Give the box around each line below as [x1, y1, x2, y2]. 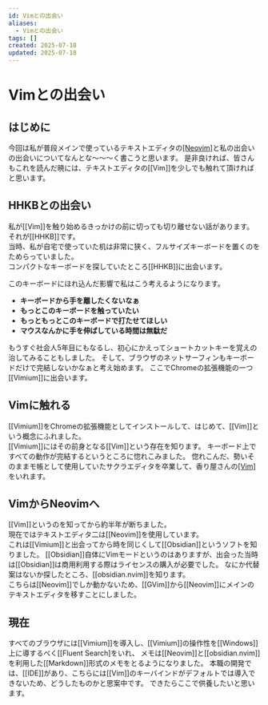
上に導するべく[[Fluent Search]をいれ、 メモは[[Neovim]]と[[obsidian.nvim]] [8, 648, 261, 658]
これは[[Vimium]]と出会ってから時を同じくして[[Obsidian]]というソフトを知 [8, 540, 258, 550]
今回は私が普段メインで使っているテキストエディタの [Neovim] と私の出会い [8, 143, 255, 152]
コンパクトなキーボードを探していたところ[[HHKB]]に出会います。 [8, 261, 226, 271]
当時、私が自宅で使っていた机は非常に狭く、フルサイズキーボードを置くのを [8, 241, 260, 251]
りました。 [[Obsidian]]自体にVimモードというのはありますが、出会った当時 [8, 550, 258, 559]
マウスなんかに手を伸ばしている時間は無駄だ [19, 325, 168, 335]
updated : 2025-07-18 [8, 49, 78, 57]
